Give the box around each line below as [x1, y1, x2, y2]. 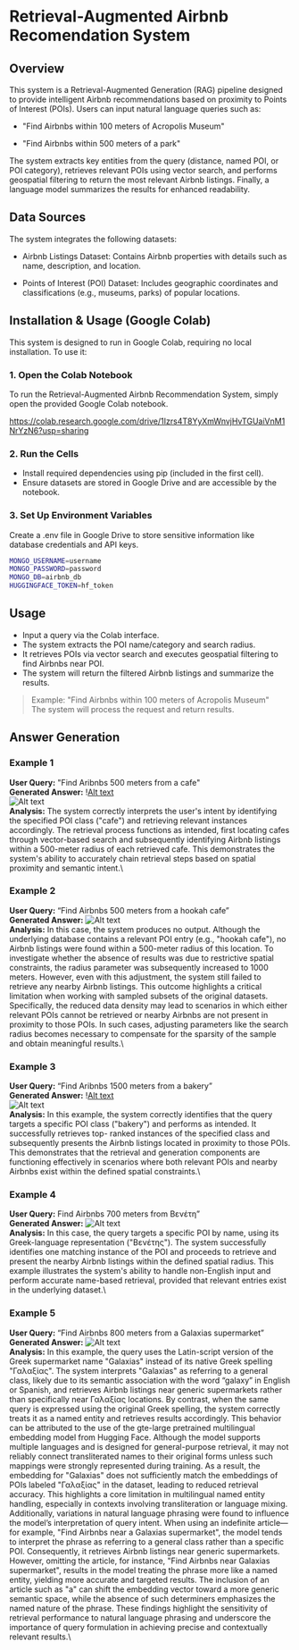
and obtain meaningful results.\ [9, 1038, 124, 1048]
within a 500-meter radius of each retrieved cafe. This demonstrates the [9, 843, 275, 854]
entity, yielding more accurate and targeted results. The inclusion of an [9, 1574, 270, 1585]
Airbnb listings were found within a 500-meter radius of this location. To [9, 943, 274, 954]
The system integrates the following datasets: [9, 233, 177, 244]
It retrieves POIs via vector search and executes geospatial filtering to [21, 648, 278, 659]
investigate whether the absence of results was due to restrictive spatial [9, 952, 274, 963]
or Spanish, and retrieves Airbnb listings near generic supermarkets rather [9, 1384, 283, 1395]
